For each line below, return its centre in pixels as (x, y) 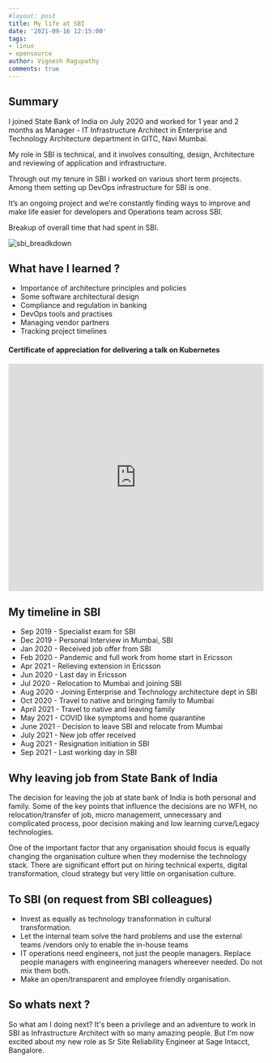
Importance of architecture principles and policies (103, 288)
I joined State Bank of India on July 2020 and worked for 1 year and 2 (123, 121)
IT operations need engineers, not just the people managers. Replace (135, 953)
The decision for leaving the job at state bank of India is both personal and (132, 797)
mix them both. (45, 970)
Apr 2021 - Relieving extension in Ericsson (91, 666)
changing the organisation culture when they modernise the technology (127, 857)
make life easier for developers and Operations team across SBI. (116, 211)
